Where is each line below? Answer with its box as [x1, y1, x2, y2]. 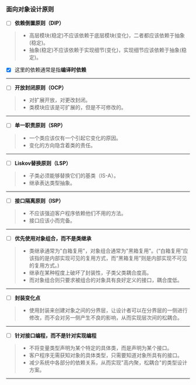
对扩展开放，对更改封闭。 [29, 96, 91, 103]
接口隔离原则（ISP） [14, 197, 64, 204]
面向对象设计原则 [6, 5, 54, 13]
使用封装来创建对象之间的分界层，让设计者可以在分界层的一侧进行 [29, 307, 188, 314]
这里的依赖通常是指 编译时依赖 [14, 66, 86, 74]
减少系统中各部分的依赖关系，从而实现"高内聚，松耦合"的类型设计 [29, 359, 188, 366]
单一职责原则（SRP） [14, 122, 66, 129]
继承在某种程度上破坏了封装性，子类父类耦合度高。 [29, 269, 152, 276]
